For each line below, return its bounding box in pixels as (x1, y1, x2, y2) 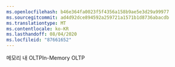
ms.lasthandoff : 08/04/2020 (6, 31, 78, 37)
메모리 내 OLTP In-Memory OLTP (6, 54, 85, 61)
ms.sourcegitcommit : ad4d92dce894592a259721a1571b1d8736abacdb (6, 14, 170, 21)
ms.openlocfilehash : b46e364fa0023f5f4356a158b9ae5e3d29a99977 (6, 8, 170, 15)
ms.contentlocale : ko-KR (6, 25, 69, 32)
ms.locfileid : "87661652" (6, 37, 71, 43)
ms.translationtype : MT (6, 20, 67, 26)
